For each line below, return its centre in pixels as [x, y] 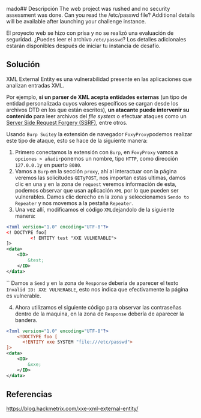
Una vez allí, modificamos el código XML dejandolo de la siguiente [94, 209]
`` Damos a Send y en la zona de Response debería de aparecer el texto [92, 283]
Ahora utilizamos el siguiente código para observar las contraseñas [98, 307]
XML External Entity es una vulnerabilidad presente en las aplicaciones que [99, 79]
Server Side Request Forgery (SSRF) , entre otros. [67, 122]
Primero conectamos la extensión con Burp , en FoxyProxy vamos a [96, 152]
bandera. [26, 320]
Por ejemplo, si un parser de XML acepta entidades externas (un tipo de [97, 97]
